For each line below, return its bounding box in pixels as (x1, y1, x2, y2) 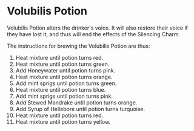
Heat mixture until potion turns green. (15, 60, 110, 68)
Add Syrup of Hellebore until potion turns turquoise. (15, 105, 145, 112)
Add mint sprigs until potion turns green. (15, 80, 117, 87)
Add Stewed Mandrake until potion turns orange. (15, 98, 138, 106)
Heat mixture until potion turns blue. (15, 86, 106, 93)
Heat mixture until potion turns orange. (15, 73, 113, 80)
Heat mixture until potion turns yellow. (15, 118, 111, 125)
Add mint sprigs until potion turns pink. (15, 92, 113, 100)
